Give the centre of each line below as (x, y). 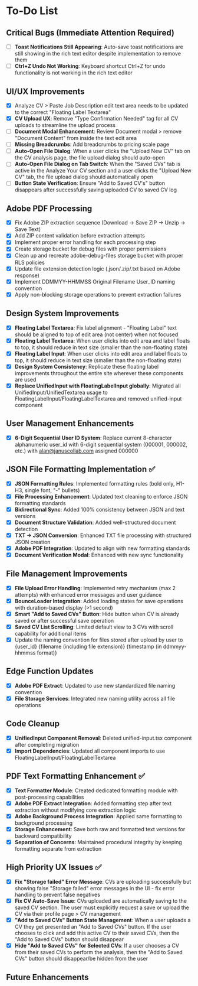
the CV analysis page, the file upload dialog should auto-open (90, 158)
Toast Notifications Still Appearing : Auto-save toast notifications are (99, 47)
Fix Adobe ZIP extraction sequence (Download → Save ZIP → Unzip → (100, 223)
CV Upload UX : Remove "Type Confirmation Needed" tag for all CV (96, 118)
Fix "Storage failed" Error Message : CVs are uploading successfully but (103, 881)
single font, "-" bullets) (52, 490)
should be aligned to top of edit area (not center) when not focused (96, 334)
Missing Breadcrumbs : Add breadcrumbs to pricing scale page (92, 144)
